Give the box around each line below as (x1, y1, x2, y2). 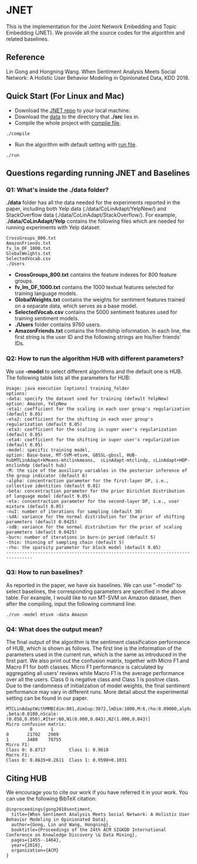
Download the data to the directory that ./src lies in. (14, 113, 140, 120)
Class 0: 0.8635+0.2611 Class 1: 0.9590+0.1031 (6, 757, 127, 763)
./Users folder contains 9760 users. (14, 321, 101, 328)
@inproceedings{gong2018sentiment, (6, 806, 93, 812)
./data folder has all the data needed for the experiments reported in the (6, 199, 181, 206)
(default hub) (32, 462, 67, 468)
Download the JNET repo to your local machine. (14, 107, 131, 114)
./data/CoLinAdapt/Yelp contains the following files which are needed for (6, 218, 185, 225)
